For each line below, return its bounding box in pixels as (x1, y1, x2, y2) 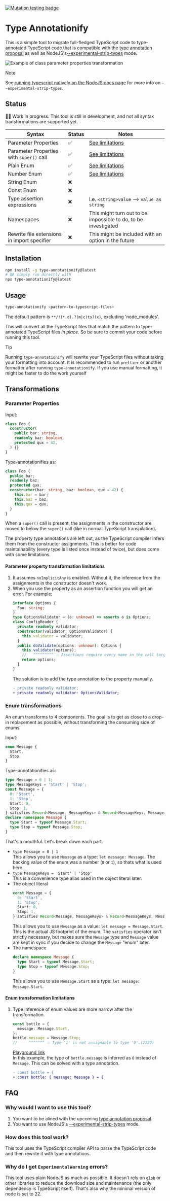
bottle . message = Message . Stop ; (12, 1036, 81, 1041)
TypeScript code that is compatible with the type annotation (27, 45, 153, 51)
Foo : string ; (17, 605, 45, 610)
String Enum (8, 178, 37, 185)
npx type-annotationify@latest (5, 277, 71, 282)
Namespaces (8, 216, 39, 223)
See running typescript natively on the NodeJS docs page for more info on (5, 79, 161, 86)
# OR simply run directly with (5, 272, 71, 278)
